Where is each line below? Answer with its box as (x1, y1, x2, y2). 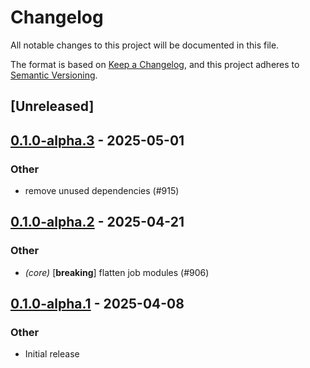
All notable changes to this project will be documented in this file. (10, 39, 280, 51)
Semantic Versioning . (10, 69, 98, 81)
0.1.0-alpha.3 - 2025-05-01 (10, 132, 185, 149)
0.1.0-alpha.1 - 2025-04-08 (10, 296, 185, 313)
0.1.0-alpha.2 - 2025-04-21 (10, 214, 185, 231)
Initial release (24, 348, 80, 360)
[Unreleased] (10, 98, 95, 115)
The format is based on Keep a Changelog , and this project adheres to (10, 58, 300, 70)
